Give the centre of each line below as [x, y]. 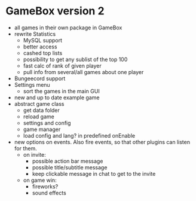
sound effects [49, 193]
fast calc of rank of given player [62, 66]
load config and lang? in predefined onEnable [79, 135]
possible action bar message [68, 161]
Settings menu [32, 84]
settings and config [47, 123]
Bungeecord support [40, 78]
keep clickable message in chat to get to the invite [94, 173]
